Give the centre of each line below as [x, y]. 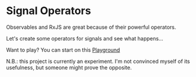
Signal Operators [49, 11]
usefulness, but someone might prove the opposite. [69, 67]
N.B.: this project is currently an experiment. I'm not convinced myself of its [98, 61]
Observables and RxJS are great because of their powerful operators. [91, 27]
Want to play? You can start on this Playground [63, 50]
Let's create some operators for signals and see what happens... [85, 38]
